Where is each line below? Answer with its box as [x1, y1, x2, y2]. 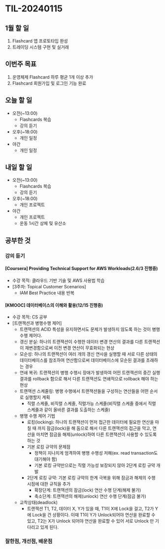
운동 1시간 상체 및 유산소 [19, 221, 66, 227]
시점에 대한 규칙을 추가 [27, 481, 71, 487]
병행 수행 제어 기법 [19, 413, 56, 419]
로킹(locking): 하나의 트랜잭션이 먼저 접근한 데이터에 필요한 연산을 [27, 419, 154, 425]
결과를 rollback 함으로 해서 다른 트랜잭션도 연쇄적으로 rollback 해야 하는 [19, 376, 159, 382]
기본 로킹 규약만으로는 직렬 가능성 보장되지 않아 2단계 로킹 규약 [34, 462, 155, 468]
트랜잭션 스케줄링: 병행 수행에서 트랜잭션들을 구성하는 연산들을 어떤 [19, 388, 149, 394]
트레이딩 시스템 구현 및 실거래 [12, 44, 69, 50]
